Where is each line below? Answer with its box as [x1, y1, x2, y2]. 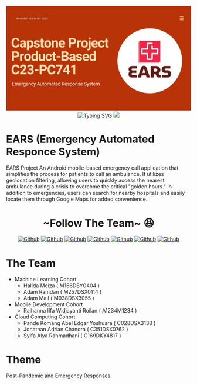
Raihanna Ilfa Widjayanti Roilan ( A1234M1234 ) [23, 307, 137, 314]
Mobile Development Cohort [14, 301, 83, 308]
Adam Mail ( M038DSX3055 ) [23, 294, 95, 302]
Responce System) [6, 145, 101, 158]
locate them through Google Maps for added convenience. [6, 195, 148, 203]
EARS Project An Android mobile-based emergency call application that [6, 164, 179, 171]
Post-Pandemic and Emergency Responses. [6, 372, 113, 379]
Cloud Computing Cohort [14, 313, 76, 320]
